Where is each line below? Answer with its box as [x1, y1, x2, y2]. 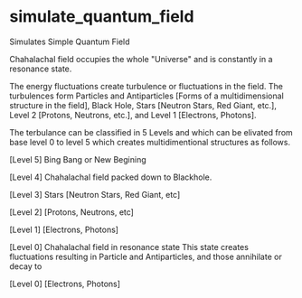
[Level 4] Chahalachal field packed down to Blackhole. [9, 172, 212, 182]
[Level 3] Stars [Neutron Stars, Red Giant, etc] [9, 189, 181, 200]
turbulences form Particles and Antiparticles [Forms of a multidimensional [9, 90, 285, 101]
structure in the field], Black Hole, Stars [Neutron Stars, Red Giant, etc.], [9, 99, 278, 110]
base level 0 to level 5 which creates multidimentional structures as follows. [9, 136, 291, 147]
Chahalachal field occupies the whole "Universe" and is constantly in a [9, 53, 273, 64]
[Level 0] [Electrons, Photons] [9, 278, 120, 289]
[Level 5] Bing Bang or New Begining [9, 154, 146, 164]
